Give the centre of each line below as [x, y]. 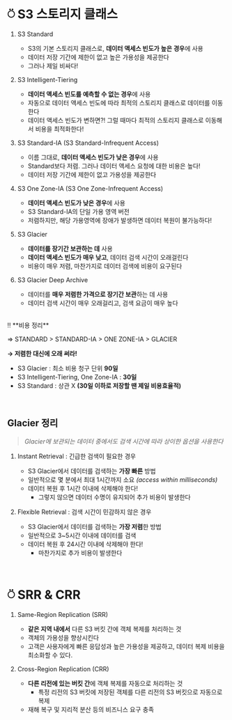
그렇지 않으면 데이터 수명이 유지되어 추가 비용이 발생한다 [114, 497]
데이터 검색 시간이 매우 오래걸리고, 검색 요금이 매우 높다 [103, 303]
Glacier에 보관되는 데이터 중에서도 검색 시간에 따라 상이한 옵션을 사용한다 [124, 441]
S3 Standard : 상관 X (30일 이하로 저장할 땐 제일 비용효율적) [99, 385]
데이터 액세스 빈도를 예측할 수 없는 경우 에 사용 [89, 94]
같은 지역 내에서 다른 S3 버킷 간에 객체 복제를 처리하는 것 [105, 629]
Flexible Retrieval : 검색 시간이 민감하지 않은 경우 [84, 512]
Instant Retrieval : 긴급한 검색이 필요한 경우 [77, 456]
